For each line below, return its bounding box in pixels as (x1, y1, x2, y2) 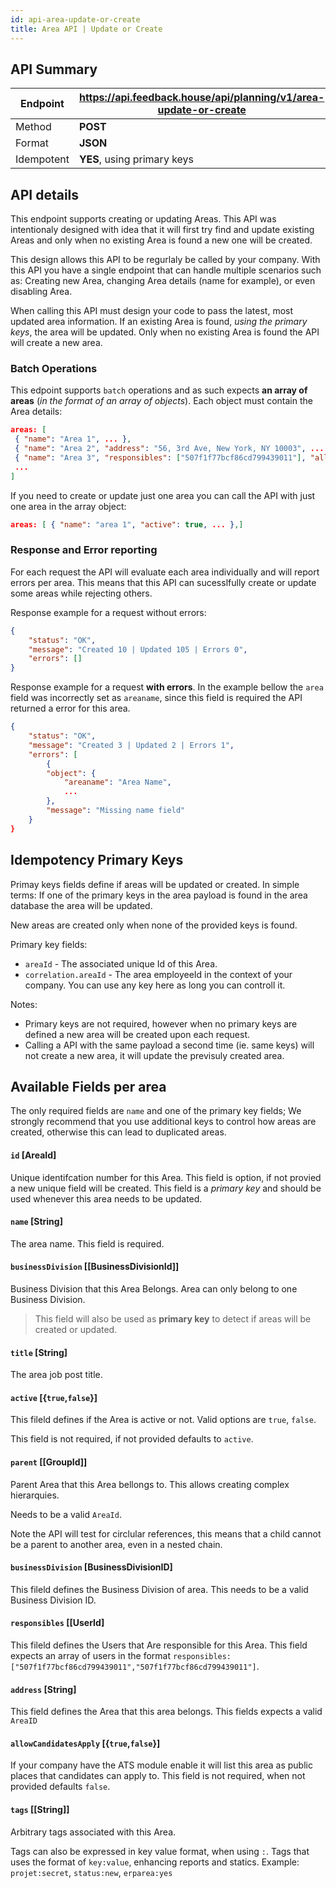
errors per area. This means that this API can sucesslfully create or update (10, 576, 317, 588)
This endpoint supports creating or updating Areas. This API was (10, 213, 277, 225)
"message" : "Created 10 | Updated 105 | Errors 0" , (28, 644, 248, 655)
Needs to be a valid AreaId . (10, 1508, 122, 1520)
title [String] (10, 1346, 68, 1358)
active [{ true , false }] (10, 1391, 98, 1403)
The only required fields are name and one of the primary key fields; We (10, 1105, 302, 1117)
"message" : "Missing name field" (46, 806, 186, 816)
